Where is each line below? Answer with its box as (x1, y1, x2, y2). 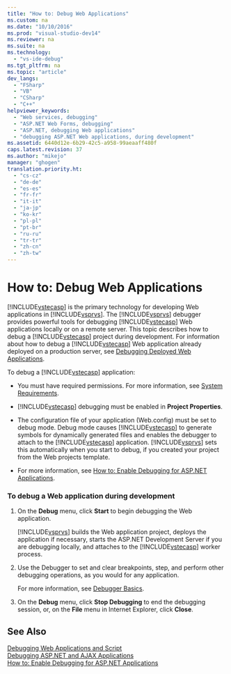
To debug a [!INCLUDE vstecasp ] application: (7, 368, 136, 376)
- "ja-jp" (13, 205, 42, 212)
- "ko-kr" (13, 211, 42, 218)
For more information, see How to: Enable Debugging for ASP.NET (17, 466, 207, 474)
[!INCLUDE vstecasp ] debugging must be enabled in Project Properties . (17, 402, 223, 411)
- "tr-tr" (13, 237, 42, 244)
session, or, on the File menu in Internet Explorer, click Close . (17, 605, 193, 613)
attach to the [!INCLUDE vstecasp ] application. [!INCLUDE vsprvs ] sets (17, 438, 217, 446)
